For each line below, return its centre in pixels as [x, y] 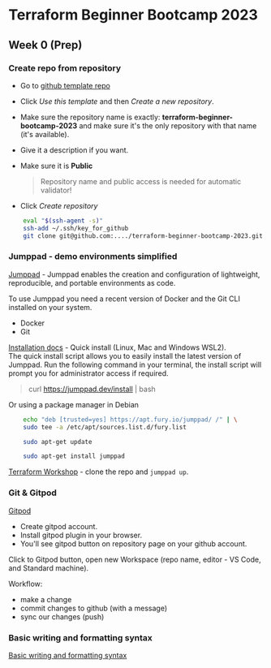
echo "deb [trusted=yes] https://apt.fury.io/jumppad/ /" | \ [130, 420]
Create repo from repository [65, 68]
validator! [56, 190]
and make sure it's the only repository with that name [168, 125]
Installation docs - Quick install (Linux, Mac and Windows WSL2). [118, 347]
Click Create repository [59, 205]
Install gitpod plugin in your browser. [81, 535]
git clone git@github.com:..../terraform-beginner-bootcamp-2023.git [143, 236]
